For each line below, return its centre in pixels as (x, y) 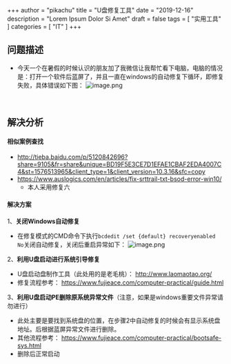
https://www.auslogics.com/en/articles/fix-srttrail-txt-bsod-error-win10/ (119, 179)
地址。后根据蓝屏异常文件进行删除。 (69, 329)
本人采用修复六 (49, 187)
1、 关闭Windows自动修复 (43, 221)
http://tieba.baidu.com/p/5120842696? (72, 157)
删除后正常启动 (38, 354)
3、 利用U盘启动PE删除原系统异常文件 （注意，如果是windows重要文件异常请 (115, 297)
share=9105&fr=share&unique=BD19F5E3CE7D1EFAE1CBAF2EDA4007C (119, 164)
